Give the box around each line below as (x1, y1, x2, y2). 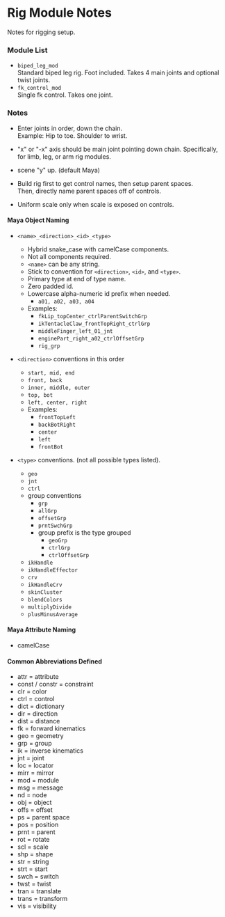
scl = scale (17, 842, 49, 851)
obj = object (17, 799, 52, 807)
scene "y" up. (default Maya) (17, 166, 101, 174)
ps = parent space (17, 813, 70, 822)
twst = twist (17, 879, 51, 888)
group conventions (27, 491, 82, 499)
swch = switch (17, 872, 59, 881)
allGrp (37, 507, 58, 515)
